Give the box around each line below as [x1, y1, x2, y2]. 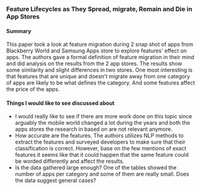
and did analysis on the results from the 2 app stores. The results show [6, 60, 182, 68]
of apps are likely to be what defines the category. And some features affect [6, 79, 196, 86]
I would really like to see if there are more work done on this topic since [14, 113, 193, 120]
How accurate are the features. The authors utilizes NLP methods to [14, 132, 184, 139]
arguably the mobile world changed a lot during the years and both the [14, 119, 191, 127]
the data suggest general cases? [14, 177, 96, 184]
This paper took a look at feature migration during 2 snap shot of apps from [6, 41, 194, 48]
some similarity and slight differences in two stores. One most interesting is [6, 66, 193, 74]
